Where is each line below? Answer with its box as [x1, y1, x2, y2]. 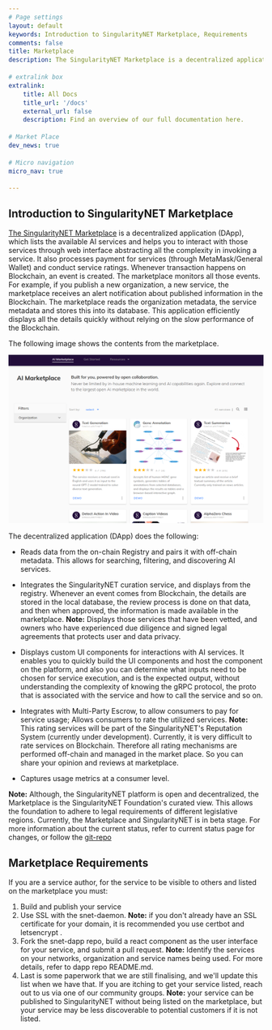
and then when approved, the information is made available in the [19, 606, 239, 616]
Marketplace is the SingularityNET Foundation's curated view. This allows [8, 798, 253, 808]
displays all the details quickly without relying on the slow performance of [8, 315, 254, 324]
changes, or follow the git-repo [8, 832, 112, 843]
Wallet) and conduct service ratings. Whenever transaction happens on [8, 263, 246, 273]
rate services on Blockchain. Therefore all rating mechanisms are [19, 740, 237, 750]
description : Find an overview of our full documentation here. [23, 116, 244, 124]
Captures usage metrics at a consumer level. [19, 774, 170, 783]
